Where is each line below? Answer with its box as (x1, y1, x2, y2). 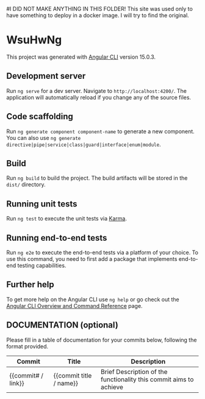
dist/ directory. (6, 181, 46, 188)
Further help (6, 279, 55, 290)
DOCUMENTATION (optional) (6, 320, 119, 331)
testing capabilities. (17, 262, 67, 269)
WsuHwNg (6, 33, 62, 47)
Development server (6, 71, 86, 81)
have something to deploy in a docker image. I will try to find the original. (6, 12, 189, 19)
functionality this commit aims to (100, 375, 194, 384)
